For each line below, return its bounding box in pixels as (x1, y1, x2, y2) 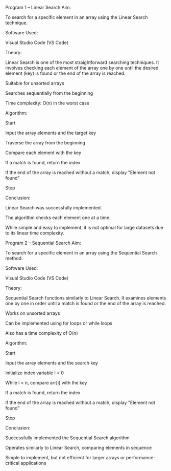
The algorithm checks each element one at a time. (5, 215, 111, 221)
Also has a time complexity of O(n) (5, 330, 78, 336)
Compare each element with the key (5, 149, 82, 156)
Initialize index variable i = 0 (5, 370, 64, 376)
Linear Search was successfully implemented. (5, 205, 102, 210)
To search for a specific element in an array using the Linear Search (5, 14, 148, 20)
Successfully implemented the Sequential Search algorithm (5, 435, 130, 441)
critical (5, 460, 20, 466)
